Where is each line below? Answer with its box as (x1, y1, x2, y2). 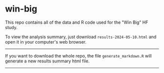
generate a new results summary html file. (5, 58, 90, 64)
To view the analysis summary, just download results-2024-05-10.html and (5, 34, 157, 40)
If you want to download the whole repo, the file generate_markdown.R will (5, 53, 152, 58)
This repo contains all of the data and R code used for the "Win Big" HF (5, 19, 148, 25)
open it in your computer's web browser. (5, 39, 87, 44)
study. (5, 24, 18, 30)
